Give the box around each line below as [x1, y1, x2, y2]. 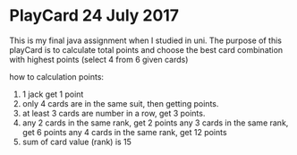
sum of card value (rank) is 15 [21, 136, 132, 147]
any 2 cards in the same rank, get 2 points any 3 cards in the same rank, [21, 117, 289, 128]
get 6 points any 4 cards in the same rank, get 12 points [21, 126, 227, 137]
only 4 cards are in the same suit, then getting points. [21, 98, 219, 108]
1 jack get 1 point [21, 89, 84, 99]
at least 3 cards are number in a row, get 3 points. [21, 108, 206, 118]
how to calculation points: [9, 71, 105, 82]
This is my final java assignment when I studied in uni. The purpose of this [9, 35, 282, 46]
